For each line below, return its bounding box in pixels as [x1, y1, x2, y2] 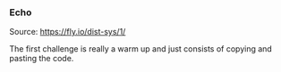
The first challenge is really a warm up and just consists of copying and [9, 44, 273, 54]
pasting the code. [9, 53, 74, 64]
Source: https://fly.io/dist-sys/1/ [9, 27, 126, 37]
